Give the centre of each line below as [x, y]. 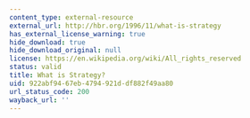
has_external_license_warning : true [77, 34]
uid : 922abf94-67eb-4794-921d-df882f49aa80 [92, 83]
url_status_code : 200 [50, 91]
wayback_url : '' [39, 100]
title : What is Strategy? [57, 75]
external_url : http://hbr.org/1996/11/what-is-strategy [115, 26]
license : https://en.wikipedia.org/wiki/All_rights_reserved [125, 59]
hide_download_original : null [66, 51]
